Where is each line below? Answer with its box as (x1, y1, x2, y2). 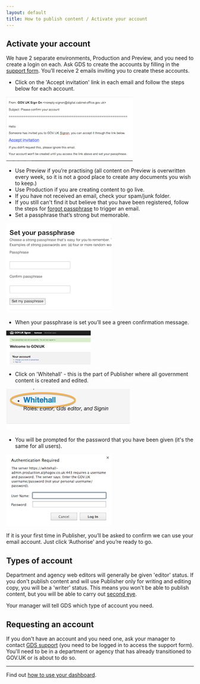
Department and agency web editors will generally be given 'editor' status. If (6, 571, 194, 578)
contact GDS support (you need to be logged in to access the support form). (6, 641, 194, 648)
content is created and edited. (14, 377, 89, 384)
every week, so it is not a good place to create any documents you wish (14, 174, 191, 181)
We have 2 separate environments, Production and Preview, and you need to (6, 54, 194, 62)
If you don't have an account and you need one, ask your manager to (6, 635, 176, 642)
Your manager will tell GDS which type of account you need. (6, 602, 154, 609)
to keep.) (14, 179, 37, 187)
